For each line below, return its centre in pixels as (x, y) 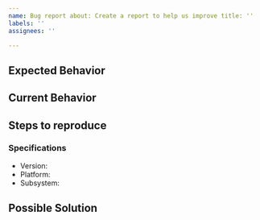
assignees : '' (32, 31)
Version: (34, 165)
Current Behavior (52, 98)
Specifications (37, 148)
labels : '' (27, 23)
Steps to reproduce (58, 125)
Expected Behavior (57, 71)
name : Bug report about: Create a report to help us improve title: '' (131, 16)
